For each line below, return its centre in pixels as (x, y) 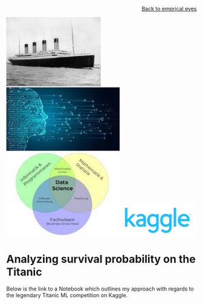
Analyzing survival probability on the (101, 259)
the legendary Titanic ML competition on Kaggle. (67, 295)
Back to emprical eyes (169, 9)
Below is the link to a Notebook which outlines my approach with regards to (100, 289)
